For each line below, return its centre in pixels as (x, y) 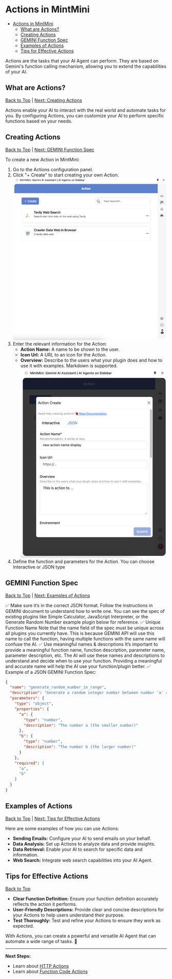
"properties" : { (32, 709)
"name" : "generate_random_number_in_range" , (58, 687)
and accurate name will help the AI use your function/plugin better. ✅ (78, 666)
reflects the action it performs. (45, 904)
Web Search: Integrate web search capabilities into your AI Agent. (82, 860)
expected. (23, 926)
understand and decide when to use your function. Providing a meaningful (84, 661)
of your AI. (16, 72)
